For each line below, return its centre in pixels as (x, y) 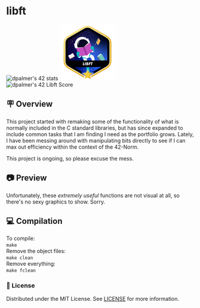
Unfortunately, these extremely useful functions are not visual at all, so (93, 195)
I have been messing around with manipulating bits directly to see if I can (96, 140)
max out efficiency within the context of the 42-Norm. (73, 147)
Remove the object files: (36, 251)
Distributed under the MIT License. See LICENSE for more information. (93, 298)
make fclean (21, 271)
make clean (20, 258)
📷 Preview (27, 178)
